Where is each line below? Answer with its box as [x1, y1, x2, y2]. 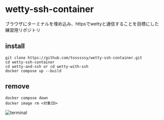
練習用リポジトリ [5, 27, 41, 33]
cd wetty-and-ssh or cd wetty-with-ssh [5, 64, 89, 69]
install [5, 42, 25, 51]
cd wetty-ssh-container [5, 59, 55, 65]
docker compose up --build [5, 68, 62, 73]
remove [5, 82, 30, 91]
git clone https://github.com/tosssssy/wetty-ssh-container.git [5, 55, 142, 60]
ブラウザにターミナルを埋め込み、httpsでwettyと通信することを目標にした [5, 21, 159, 27]
